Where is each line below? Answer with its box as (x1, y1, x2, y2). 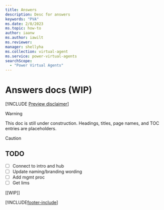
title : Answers (5, 7, 37, 12)
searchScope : (5, 58, 32, 63)
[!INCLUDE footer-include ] (5, 200, 58, 206)
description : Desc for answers (5, 12, 70, 17)
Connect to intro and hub (12, 163, 64, 169)
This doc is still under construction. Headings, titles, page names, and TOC (5, 120, 159, 126)
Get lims (12, 180, 30, 186)
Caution (5, 135, 21, 141)
